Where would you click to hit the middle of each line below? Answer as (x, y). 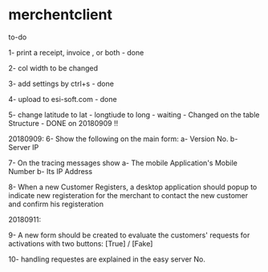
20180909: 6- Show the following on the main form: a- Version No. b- (123, 139)
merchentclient (60, 15)
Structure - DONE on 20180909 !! (63, 123)
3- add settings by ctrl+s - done (61, 83)
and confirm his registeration (56, 204)
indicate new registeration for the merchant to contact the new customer (128, 195)
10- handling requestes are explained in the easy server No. (107, 259)
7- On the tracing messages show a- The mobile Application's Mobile (123, 163)
